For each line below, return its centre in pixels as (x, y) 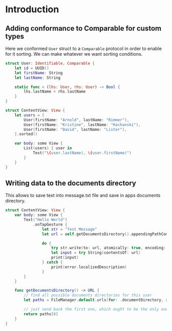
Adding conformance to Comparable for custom (83, 28)
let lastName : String (37, 78)
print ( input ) (65, 258)
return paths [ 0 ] (41, 314)
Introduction (32, 9)
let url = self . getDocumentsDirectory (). (87, 234)
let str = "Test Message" (69, 229)
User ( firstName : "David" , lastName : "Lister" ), (75, 129)
